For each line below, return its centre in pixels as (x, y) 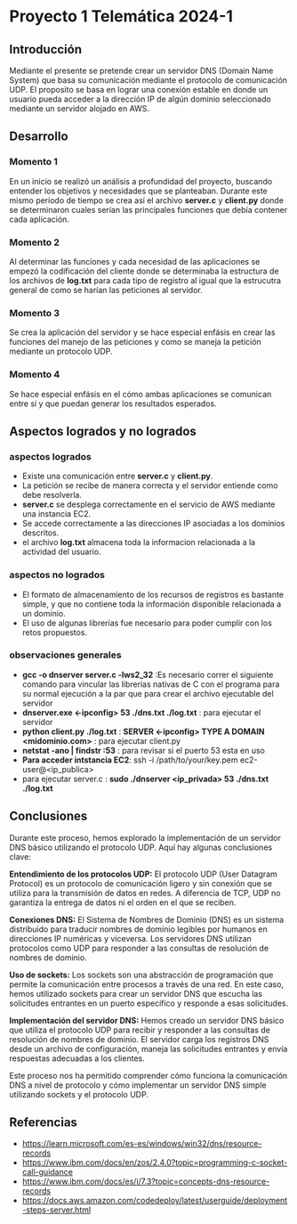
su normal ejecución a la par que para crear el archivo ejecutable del (148, 693)
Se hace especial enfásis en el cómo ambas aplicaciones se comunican (140, 394)
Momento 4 (35, 374)
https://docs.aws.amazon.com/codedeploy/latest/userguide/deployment (155, 1201)
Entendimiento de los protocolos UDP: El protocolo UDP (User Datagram (144, 874)
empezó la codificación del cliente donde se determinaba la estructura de (144, 271)
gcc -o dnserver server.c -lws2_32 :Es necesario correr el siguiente (148, 674)
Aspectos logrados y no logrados (103, 431)
